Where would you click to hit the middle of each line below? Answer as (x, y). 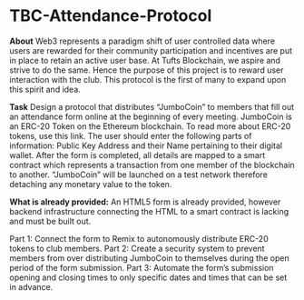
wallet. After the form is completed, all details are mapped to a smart (137, 155)
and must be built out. (50, 221)
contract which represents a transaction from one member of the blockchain (152, 165)
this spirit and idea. (45, 89)
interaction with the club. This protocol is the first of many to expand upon (148, 79)
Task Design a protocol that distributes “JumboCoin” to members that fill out (152, 106)
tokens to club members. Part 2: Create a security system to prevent (137, 248)
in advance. (31, 286)
